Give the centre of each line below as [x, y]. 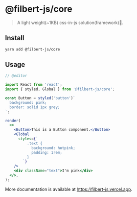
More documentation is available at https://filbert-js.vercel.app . [69, 189]
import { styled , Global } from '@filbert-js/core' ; [60, 89]
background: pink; [28, 102]
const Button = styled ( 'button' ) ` [40, 98]
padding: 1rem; [47, 152]
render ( [13, 121]
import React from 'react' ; [34, 85]
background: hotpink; [53, 148]
